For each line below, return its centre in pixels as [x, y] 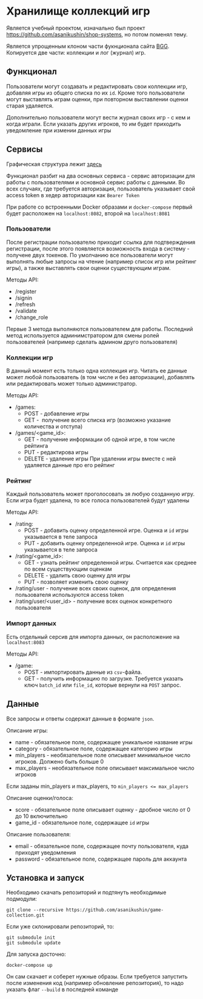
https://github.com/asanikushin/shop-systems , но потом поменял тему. [97, 34]
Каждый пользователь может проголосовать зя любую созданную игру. [101, 494]
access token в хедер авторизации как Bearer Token [73, 195]
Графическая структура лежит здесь [54, 164]
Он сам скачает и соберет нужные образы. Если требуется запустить [97, 977]
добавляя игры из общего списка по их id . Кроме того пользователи [95, 93]
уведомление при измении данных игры [59, 130]
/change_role [32, 317]
